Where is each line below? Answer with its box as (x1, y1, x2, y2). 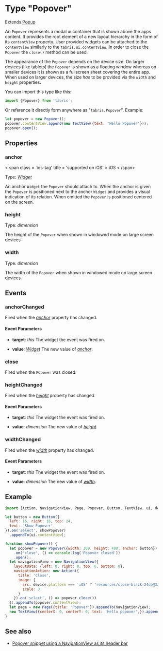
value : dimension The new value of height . (12, 424, 98, 430)
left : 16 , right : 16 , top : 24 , (9, 519, 73, 524)
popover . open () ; (5, 125, 38, 131)
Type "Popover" (5, 3, 72, 14)
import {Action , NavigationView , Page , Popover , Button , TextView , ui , (5, 505, 153, 511)
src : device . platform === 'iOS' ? (22, 582, 92, 587)
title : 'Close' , (17, 573, 51, 578)
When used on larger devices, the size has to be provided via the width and (5, 74, 156, 80)
